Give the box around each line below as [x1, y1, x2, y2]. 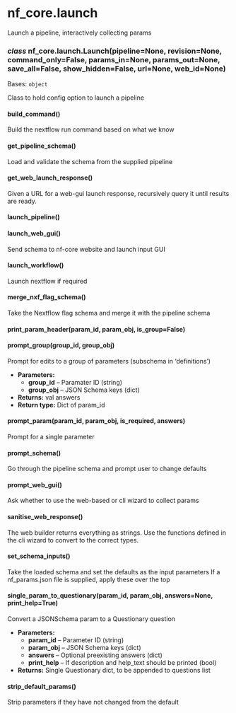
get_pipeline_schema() [7, 141, 76, 150]
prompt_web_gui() [7, 480, 62, 489]
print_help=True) [7, 599, 59, 608]
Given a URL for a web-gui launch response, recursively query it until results [7, 189, 230, 197]
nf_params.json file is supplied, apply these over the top [7, 575, 171, 584]
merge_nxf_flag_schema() [7, 293, 86, 301]
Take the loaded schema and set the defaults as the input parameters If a [7, 567, 220, 576]
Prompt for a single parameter [7, 433, 95, 441]
